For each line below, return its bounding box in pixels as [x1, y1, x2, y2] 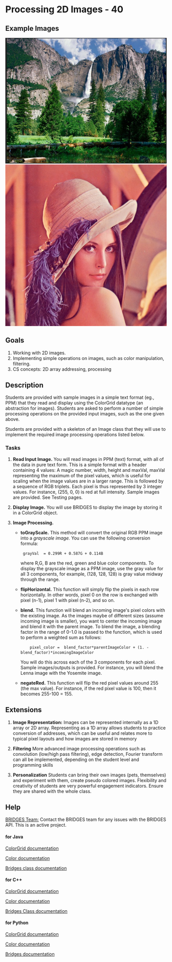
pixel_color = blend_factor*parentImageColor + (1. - [30, 645, 149, 650]
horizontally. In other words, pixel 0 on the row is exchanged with [20, 591, 158, 598]
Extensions [5, 706, 42, 714]
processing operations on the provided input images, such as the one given [5, 411, 165, 417]
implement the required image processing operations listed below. [5, 432, 145, 438]
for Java [5, 833, 24, 839]
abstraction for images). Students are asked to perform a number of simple [5, 405, 164, 411]
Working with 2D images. [12, 350, 66, 356]
